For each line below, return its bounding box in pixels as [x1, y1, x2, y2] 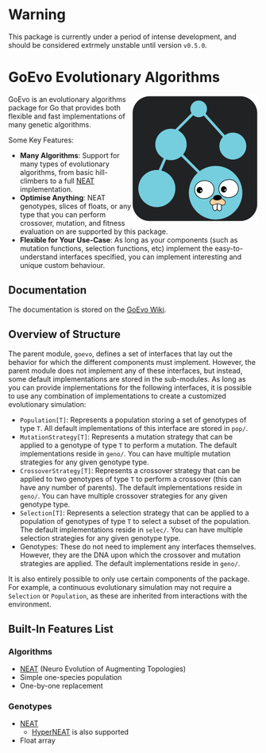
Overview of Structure [8, 328, 121, 341]
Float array [19, 736, 56, 745]
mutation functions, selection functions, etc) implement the [19, 243, 214, 253]
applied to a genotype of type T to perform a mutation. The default [19, 440, 237, 450]
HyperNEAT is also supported [31, 728, 129, 737]
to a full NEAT [50, 176, 95, 185]
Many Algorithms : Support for [19, 150, 121, 160]
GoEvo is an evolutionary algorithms [8, 94, 126, 104]
